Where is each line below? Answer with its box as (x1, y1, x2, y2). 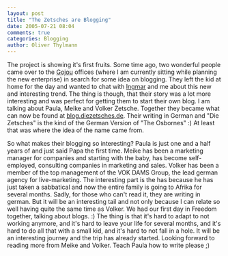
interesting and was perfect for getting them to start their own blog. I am (7, 97, 210, 105)
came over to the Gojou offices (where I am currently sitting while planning (7, 68, 217, 76)
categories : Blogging (7, 36, 69, 42)
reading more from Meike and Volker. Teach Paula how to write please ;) (7, 241, 210, 249)
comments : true (7, 29, 51, 36)
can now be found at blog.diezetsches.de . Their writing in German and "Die (7, 112, 220, 120)
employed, (7, 162, 37, 169)
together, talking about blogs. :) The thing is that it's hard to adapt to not (7, 212, 210, 220)
